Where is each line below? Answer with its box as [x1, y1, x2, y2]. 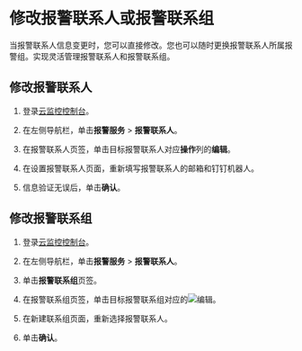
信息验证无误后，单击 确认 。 [22, 182, 126, 193]
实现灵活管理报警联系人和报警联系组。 [32, 50, 175, 61]
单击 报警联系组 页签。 [22, 274, 102, 285]
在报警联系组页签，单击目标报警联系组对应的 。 [22, 293, 221, 304]
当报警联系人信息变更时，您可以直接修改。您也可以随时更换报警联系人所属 [9, 40, 285, 50]
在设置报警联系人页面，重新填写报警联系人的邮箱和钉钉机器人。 [22, 163, 259, 174]
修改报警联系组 [9, 211, 93, 226]
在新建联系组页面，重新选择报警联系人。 [22, 312, 173, 324]
